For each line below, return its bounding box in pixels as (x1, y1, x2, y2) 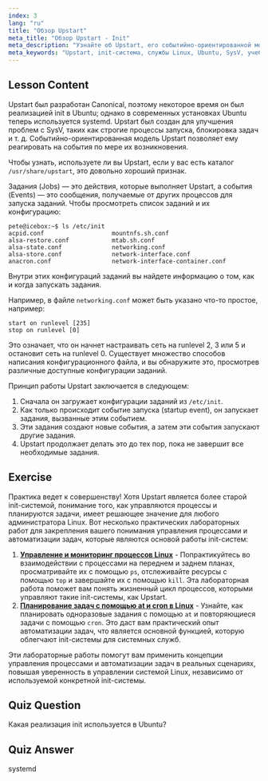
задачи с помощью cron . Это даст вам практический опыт (19, 617, 219, 627)
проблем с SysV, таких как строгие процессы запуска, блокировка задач (8, 125, 259, 134)
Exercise (8, 470, 53, 484)
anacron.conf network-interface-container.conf (8, 257, 227, 265)
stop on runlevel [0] (8, 326, 81, 334)
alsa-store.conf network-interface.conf (8, 250, 191, 258)
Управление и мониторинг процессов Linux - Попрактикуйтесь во (19, 549, 250, 559)
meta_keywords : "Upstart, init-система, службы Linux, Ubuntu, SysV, (8, 49, 245, 57)
